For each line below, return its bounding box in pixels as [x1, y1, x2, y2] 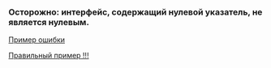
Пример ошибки [8, 35, 66, 45]
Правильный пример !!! [8, 51, 89, 61]
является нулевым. [8, 16, 89, 28]
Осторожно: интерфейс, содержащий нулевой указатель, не [8, 6, 263, 18]
